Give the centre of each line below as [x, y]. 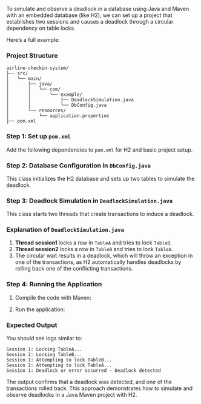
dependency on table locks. [41, 28]
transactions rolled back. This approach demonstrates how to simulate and [100, 388]
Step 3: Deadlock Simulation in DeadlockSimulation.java [90, 201]
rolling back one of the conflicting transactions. [74, 269]
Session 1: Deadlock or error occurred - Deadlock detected [84, 371]
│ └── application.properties [58, 116]
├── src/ [17, 73]
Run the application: [40, 309]
